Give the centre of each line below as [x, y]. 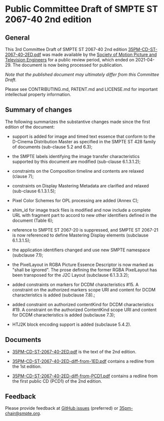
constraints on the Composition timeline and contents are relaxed [78, 171]
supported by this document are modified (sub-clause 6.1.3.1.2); [76, 161]
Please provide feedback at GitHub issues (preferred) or [62, 408]
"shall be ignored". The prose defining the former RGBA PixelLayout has [85, 270]
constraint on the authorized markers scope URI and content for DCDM [84, 289]
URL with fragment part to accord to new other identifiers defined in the [84, 215]
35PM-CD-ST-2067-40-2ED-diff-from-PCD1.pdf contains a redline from [85, 376]
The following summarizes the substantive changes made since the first [78, 122]
